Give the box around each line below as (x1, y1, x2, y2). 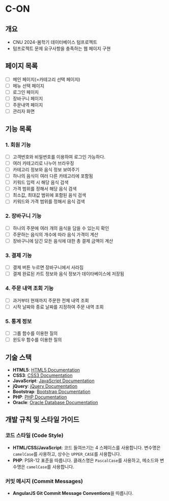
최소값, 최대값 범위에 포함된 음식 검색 (12, 192, 87, 198)
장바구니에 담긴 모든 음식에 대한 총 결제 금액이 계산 (12, 238, 114, 244)
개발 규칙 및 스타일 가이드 (5, 415, 80, 424)
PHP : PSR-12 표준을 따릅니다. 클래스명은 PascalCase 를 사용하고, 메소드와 (12, 457, 159, 463)
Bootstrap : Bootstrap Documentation (12, 388, 91, 394)
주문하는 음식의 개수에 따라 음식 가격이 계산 (12, 231, 99, 238)
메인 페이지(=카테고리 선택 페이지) (12, 76, 80, 82)
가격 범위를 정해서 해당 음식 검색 (12, 186, 77, 192)
